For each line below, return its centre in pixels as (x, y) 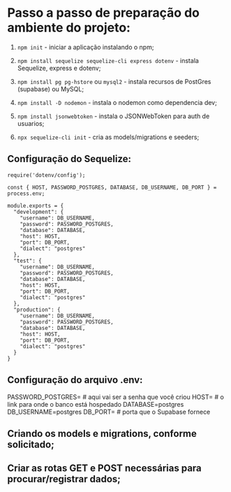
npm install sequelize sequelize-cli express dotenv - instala (108, 60)
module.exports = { (36, 205)
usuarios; (31, 123)
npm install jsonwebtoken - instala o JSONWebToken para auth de (113, 116)
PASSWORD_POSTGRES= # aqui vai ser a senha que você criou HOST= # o (116, 397)
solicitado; (31, 444)
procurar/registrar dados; (64, 479)
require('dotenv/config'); (46, 175)
